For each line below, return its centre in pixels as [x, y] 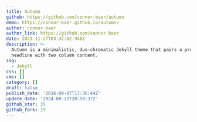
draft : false [22, 88]
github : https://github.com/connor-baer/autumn [65, 17]
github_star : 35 [26, 104]
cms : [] [16, 77]
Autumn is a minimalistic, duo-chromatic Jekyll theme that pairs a [97, 50]
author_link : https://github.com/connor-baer [62, 33]
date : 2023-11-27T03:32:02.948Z [45, 39]
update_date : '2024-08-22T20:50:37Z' [52, 99]
